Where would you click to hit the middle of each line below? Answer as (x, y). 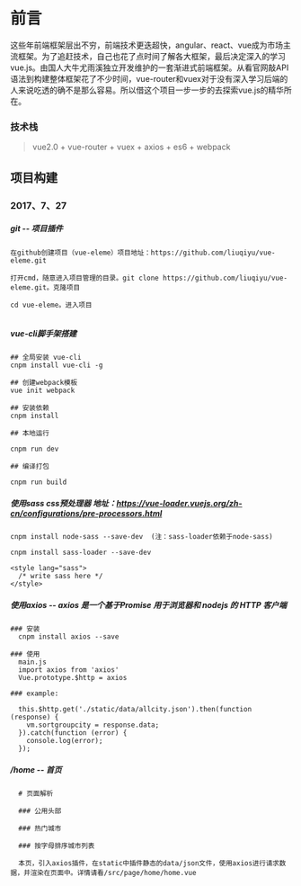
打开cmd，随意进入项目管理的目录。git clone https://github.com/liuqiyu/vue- (149, 278)
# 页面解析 (36, 794)
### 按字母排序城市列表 (57, 846)
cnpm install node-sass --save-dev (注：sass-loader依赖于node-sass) (142, 537)
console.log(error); (65, 741)
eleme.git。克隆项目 (45, 287)
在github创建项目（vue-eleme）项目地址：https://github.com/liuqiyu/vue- (143, 253)
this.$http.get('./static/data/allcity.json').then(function (135, 710)
